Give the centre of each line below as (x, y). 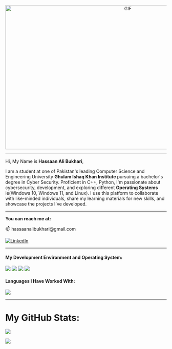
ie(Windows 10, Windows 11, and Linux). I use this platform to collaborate (82, 193)
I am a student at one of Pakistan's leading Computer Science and (75, 171)
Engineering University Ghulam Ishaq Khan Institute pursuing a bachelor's (84, 177)
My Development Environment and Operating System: (64, 257)
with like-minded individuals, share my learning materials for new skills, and (85, 198)
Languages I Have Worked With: (40, 281)
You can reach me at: (28, 219)
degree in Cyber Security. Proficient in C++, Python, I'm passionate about (83, 182)
